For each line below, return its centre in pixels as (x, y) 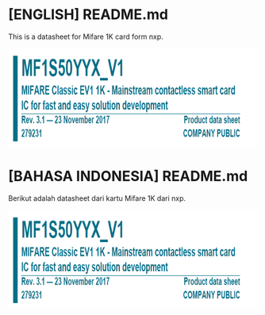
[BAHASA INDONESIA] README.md (128, 177)
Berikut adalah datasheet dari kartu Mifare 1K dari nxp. (97, 198)
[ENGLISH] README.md (88, 15)
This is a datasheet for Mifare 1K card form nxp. (86, 36)
